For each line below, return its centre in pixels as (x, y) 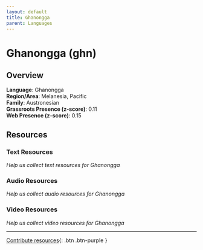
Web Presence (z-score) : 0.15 (44, 116)
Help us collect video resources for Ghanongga (66, 223)
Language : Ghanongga (35, 90)
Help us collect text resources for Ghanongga (63, 165)
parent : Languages (29, 23)
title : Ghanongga (28, 18)
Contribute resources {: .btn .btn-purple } (57, 240)
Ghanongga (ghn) (51, 53)
